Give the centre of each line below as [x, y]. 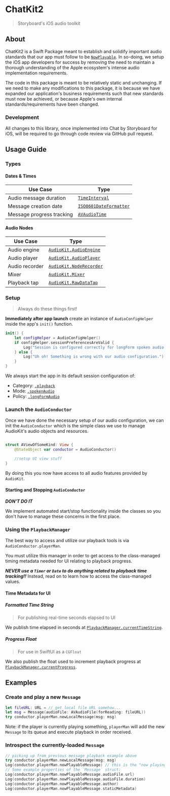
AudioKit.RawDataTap [73, 282]
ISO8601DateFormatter [104, 206]
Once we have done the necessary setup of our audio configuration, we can [84, 420]
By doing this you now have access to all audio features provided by [76, 473]
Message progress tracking [40, 214]
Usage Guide [26, 149]
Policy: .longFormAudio [36, 396]
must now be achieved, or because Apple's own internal [64, 99]
